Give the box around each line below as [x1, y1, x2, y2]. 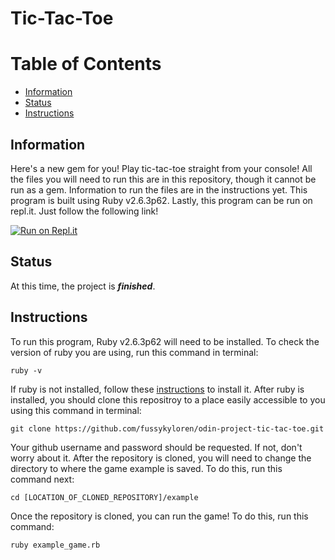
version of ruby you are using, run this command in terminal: [10, 346, 259, 358]
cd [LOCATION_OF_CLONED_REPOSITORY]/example [10, 492, 199, 502]
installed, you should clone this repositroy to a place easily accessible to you [10, 393, 326, 406]
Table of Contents [10, 53, 162, 76]
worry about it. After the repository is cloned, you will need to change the [10, 452, 312, 464]
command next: [10, 473, 75, 485]
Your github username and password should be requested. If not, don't [10, 441, 303, 453]
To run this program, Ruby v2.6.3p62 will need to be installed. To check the [10, 335, 320, 347]
